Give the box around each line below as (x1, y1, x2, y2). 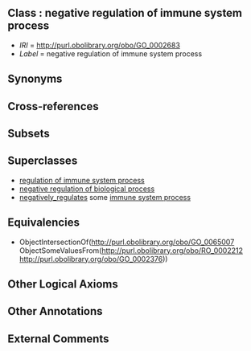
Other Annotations (7, 304, 103, 318)
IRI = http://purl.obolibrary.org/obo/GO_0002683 (19, 40, 180, 50)
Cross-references (7, 100, 100, 113)
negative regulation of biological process (19, 184, 155, 194)
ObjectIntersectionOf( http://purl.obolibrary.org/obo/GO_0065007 (19, 237, 235, 247)
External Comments (7, 332, 109, 345)
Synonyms (7, 72, 63, 86)
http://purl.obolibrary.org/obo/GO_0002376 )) (19, 254, 168, 263)
